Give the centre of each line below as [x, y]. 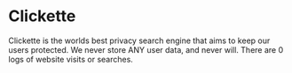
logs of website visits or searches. [71, 59]
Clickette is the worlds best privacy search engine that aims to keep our [139, 40]
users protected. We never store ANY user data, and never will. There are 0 [146, 49]
